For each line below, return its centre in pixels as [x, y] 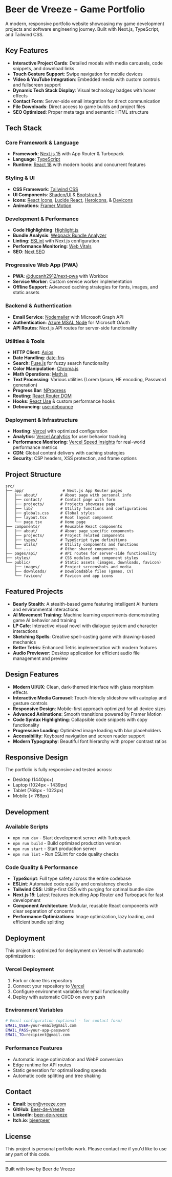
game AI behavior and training [45, 620]
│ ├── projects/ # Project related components [65, 536]
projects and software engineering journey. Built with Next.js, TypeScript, [82, 29]
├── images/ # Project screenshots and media [73, 567]
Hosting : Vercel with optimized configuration [60, 431]
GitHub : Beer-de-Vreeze [39, 1109]
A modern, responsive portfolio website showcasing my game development [85, 24]
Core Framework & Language [42, 143]
